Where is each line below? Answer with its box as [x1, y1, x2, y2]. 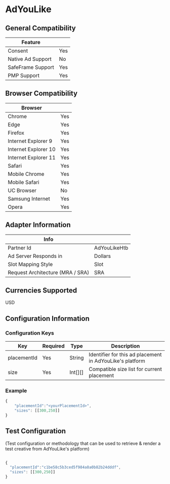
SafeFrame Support [8, 64, 55, 70]
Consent [8, 47, 28, 54]
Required [42, 343, 65, 350]
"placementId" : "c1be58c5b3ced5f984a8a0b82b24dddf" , [10, 465, 121, 470]
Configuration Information [5, 314, 90, 323]
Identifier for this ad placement [89, 351, 162, 358]
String [69, 354, 84, 361]
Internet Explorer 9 [8, 137, 53, 144]
